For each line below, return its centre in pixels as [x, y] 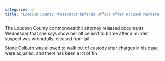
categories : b [20, 10]
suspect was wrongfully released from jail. [48, 38]
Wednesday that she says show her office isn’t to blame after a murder [77, 33]
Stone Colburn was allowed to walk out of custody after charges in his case [82, 48]
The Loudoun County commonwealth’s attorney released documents [74, 28]
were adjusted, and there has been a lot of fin [51, 53]
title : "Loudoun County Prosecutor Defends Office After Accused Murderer [83, 14]
